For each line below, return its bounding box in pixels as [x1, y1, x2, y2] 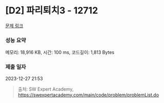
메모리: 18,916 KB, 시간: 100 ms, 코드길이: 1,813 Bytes [5, 49, 114, 55]
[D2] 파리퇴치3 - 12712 [5, 5, 98, 16]
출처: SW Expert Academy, [17, 86, 74, 92]
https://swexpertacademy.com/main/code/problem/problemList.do [17, 92, 159, 98]
